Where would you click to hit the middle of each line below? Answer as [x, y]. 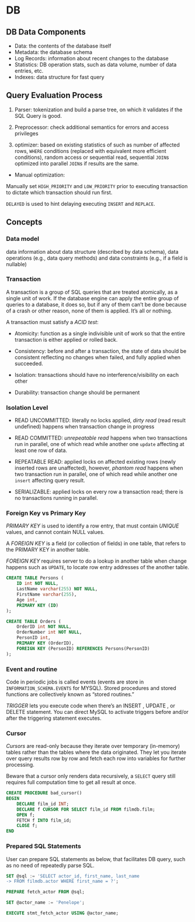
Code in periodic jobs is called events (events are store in [75, 682]
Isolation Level [27, 407]
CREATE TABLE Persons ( [35, 578]
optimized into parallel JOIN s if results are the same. [76, 163]
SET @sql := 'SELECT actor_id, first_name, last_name [73, 876]
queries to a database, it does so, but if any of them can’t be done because [96, 304]
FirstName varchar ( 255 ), [47, 595]
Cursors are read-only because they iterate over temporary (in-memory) [93, 746]
